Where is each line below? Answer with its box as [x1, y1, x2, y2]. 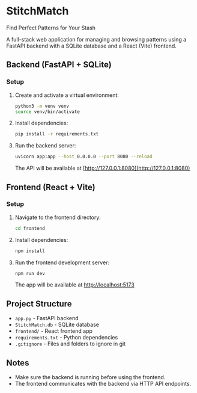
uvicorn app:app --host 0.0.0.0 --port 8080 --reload [14, 153, 153, 160]
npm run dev [14, 270, 45, 276]
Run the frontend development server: [14, 259, 110, 266]
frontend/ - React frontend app [14, 327, 93, 335]
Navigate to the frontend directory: [14, 214, 101, 221]
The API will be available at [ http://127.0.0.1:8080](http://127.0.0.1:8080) [14, 164, 190, 172]
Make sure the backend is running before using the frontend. [14, 374, 166, 381]
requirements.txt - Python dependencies [14, 334, 118, 341]
